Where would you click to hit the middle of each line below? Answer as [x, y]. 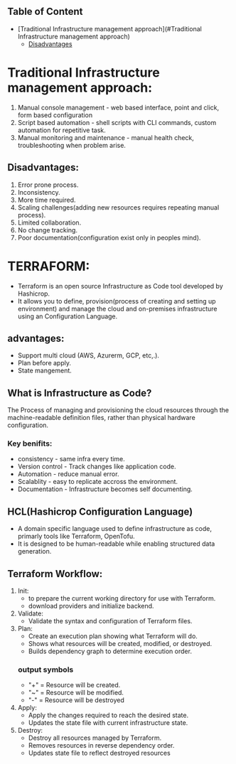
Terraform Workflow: [55, 574]
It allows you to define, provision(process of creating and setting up [117, 301]
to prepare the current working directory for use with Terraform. [122, 598]
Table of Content [45, 12]
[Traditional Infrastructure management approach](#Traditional [110, 28]
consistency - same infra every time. [71, 459]
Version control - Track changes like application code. [97, 467]
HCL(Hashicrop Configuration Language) [100, 511]
